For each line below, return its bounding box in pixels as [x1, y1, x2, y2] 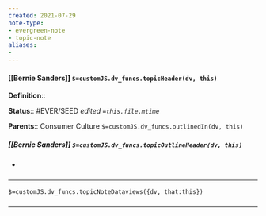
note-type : [8, 19, 44, 27]
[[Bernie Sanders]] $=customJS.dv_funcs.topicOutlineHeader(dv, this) [8, 140, 243, 149]
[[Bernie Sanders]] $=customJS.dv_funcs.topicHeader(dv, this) [8, 73, 218, 83]
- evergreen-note [8, 26, 66, 34]
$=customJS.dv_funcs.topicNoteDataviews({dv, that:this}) [8, 188, 203, 196]
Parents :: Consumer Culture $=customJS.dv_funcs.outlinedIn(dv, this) [8, 121, 244, 131]
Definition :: [8, 91, 46, 100]
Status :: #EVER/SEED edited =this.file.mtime [8, 106, 160, 116]
